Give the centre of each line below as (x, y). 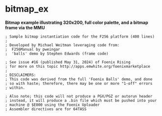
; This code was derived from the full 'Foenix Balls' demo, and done (79, 79)
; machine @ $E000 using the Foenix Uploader (52, 105)
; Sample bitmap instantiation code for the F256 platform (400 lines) (80, 37)
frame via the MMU (25, 27)
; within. (15, 88)
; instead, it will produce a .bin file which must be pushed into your (81, 100)
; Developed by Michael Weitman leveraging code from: (62, 45)
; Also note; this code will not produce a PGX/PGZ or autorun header (79, 96)
